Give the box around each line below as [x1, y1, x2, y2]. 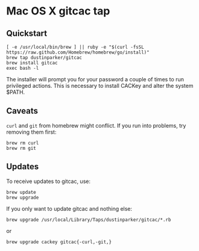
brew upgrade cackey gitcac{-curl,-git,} [6, 239, 112, 245]
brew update [6, 189, 36, 195]
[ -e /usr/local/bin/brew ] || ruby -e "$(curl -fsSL [6, 44, 145, 50]
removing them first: [6, 128, 57, 135]
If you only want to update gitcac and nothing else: [6, 205, 133, 212]
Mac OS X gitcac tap [6, 4, 110, 18]
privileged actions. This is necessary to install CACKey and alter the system [6, 82, 194, 89]
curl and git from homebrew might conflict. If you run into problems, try [6, 122, 186, 129]
